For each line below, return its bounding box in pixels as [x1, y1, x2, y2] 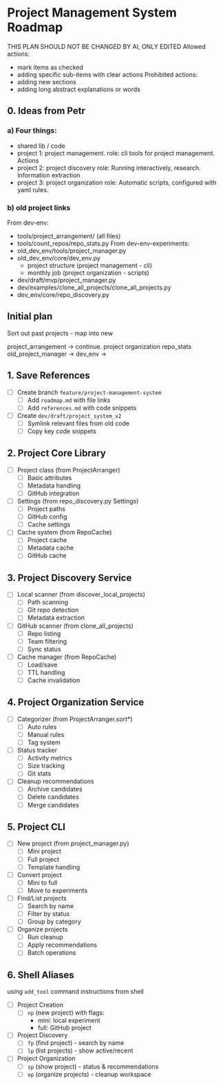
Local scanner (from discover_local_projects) [17, 590, 146, 599]
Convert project [17, 870, 62, 878]
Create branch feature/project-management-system [17, 388, 162, 396]
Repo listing [27, 629, 61, 637]
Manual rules [27, 730, 65, 738]
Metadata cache [27, 544, 74, 552]
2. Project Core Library [7, 448, 107, 459]
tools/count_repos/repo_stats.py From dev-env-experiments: [17, 239, 190, 247]
